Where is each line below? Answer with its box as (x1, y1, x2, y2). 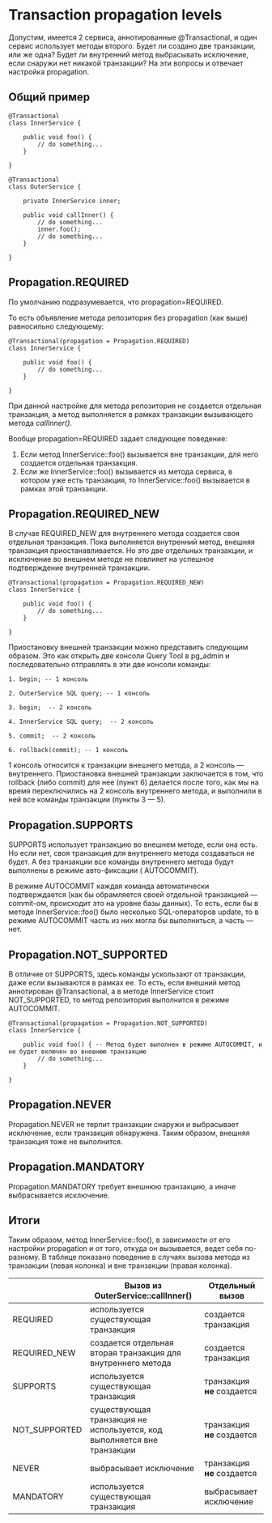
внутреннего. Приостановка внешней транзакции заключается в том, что (8, 769, 264, 779)
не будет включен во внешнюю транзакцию (8, 1048, 147, 1056)
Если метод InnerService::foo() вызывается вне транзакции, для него (19, 449, 259, 459)
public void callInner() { (23, 211, 114, 219)
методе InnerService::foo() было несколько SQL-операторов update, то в (8, 907, 259, 917)
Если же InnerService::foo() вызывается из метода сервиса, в (19, 466, 233, 476)
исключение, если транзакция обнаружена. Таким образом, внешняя (8, 1128, 250, 1138)
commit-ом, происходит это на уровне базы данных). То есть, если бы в (8, 899, 259, 908)
